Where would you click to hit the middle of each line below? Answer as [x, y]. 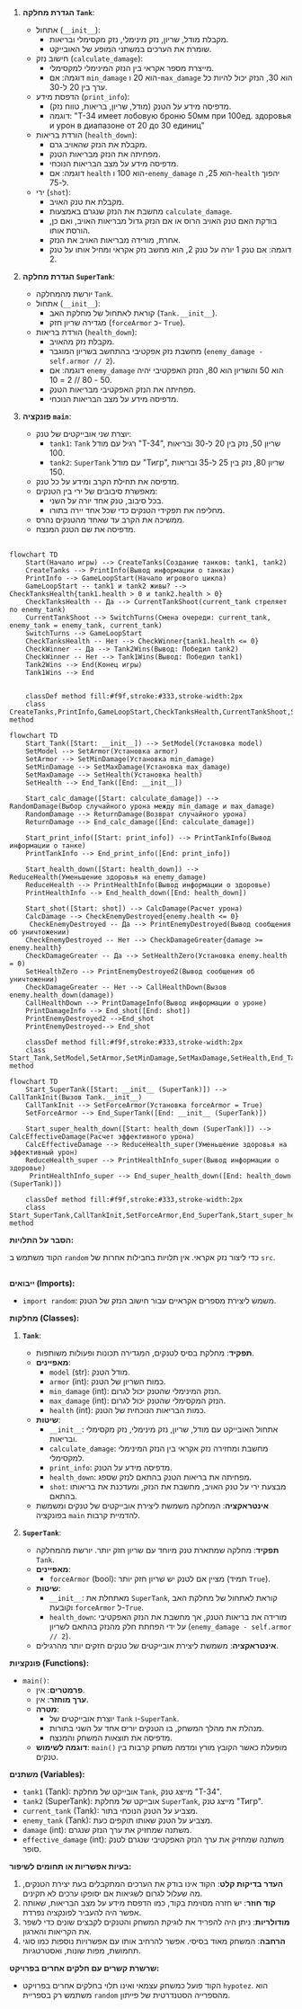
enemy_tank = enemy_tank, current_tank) [86, 625]
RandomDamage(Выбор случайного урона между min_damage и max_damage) [142, 806]
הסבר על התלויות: [42, 1240]
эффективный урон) [44, 1152]
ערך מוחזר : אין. [62, 1700]
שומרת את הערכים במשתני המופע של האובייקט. [130, 49]
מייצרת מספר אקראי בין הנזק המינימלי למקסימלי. [131, 68]
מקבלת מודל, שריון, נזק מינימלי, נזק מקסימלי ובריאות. [139, 40]
